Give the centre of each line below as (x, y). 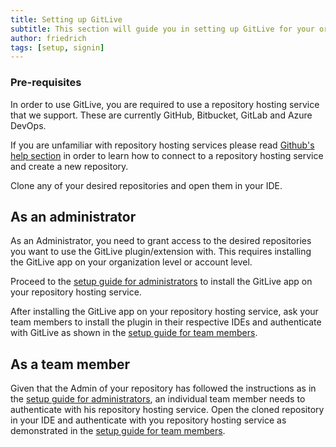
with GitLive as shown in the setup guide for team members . (134, 333)
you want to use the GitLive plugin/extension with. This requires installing (161, 252)
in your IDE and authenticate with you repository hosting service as (148, 420)
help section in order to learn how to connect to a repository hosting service (167, 155)
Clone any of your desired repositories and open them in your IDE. (146, 185)
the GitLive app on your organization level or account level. (131, 262)
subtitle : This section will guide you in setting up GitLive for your (162, 29)
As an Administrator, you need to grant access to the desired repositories (161, 241)
